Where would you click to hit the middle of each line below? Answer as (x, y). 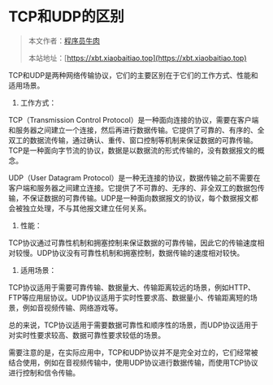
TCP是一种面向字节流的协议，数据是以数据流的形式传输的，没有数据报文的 (133, 150)
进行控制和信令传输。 (44, 372)
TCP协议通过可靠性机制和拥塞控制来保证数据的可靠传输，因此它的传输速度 (133, 242)
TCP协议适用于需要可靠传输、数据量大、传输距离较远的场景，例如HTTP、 (132, 287)
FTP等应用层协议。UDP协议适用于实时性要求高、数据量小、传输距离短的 (129, 297)
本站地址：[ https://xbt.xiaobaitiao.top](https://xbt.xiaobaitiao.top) (137, 58)
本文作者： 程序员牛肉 (64, 41)
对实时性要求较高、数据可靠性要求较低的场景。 (87, 335)
